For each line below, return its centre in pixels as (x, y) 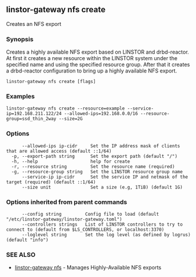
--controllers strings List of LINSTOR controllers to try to (102, 225)
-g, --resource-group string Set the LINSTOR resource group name (97, 172)
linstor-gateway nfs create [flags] (51, 82)
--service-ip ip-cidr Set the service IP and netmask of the (105, 177)
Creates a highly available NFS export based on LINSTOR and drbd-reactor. (98, 52)
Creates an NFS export (34, 24)
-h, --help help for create (71, 161)
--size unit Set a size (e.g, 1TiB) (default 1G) (102, 187)
